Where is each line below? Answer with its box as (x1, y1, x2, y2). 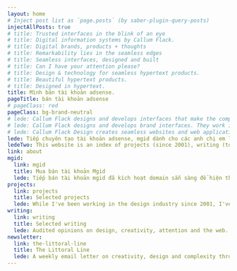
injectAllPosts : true (7, 23, 71, 30)
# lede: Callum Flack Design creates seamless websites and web (7, 128, 200, 135)
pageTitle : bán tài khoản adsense (7, 96, 109, 103)
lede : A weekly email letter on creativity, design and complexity (13, 253, 217, 260)
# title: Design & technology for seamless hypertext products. (7, 69, 200, 76)
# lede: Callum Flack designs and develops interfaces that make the (7, 115, 217, 122)
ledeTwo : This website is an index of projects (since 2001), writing (7, 142, 219, 149)
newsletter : (7, 234, 42, 241)
